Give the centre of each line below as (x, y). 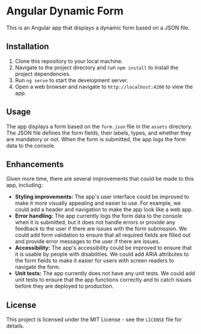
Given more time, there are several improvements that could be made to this (100, 179)
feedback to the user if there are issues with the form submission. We (101, 229)
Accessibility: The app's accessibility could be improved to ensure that (103, 248)
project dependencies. (43, 74)
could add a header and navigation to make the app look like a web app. (104, 210)
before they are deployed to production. (64, 286)
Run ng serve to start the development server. (72, 80)
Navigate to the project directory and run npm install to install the (97, 67)
